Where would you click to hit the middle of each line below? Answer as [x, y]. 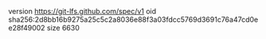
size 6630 [63, 28]
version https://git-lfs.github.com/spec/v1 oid [82, 11]
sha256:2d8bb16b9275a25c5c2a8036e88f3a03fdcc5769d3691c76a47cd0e [133, 19]
